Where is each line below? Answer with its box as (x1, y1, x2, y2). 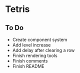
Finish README (12, 63, 44, 69)
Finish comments (12, 58, 48, 63)
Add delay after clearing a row (12, 47, 75, 53)
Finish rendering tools (12, 52, 57, 58)
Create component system (12, 36, 67, 42)
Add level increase (12, 42, 51, 48)
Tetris (5, 3, 30, 15)
